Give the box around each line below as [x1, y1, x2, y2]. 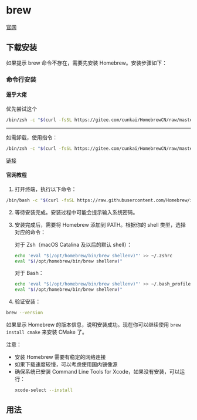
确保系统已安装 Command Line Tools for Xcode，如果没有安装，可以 [14, 368, 180, 375]
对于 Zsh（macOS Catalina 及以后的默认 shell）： [14, 241, 132, 248]
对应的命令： [14, 229, 46, 236]
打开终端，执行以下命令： [14, 186, 77, 193]
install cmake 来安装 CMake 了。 [6, 328, 88, 335]
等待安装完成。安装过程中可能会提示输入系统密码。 [14, 209, 138, 216]
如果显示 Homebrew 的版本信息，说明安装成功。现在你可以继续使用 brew [6, 321, 181, 328]
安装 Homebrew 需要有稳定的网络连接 [14, 354, 106, 361]
